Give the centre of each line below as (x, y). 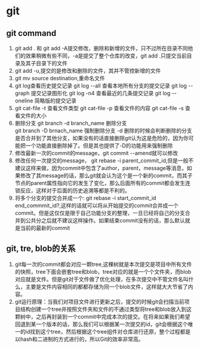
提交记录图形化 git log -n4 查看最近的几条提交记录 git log (101, 93)
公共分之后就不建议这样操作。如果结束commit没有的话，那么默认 (105, 220)
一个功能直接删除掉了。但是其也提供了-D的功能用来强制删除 (99, 146)
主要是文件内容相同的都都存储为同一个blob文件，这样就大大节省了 (107, 286)
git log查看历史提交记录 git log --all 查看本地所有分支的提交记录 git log (101, 86)
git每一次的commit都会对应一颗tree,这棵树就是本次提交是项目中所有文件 (103, 264)
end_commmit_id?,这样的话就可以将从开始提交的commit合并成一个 (97, 205)
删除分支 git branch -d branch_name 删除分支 (71, 123)
